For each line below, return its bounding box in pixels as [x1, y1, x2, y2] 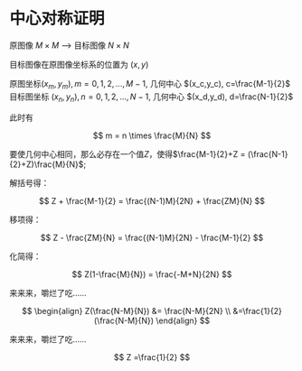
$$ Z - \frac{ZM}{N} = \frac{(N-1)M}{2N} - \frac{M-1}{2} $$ [40, 232, 264, 243]
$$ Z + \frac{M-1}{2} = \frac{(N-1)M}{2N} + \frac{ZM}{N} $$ [39, 195, 265, 206]
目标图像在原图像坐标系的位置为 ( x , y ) [9, 59, 149, 70]
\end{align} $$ [156, 315, 211, 326]
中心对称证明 [9, 8, 106, 29]
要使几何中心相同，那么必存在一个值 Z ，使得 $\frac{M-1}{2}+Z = [9, 148, 246, 159]
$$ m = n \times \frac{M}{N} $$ [92, 130, 212, 141]
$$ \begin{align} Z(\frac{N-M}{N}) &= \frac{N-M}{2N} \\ [22, 305, 231, 316]
